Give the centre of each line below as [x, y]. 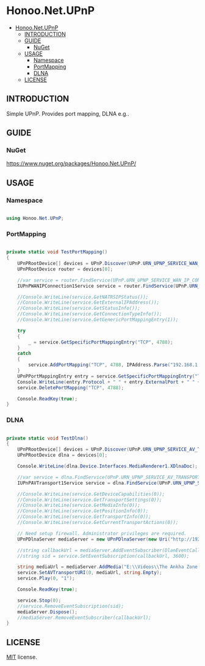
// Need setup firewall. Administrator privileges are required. [102, 533]
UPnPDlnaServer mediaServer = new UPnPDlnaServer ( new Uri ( [94, 539]
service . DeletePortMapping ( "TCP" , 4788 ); [70, 387]
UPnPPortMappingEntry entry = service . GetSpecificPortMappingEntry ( [106, 376]
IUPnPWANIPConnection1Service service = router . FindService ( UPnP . [103, 286]
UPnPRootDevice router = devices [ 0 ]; [65, 269]
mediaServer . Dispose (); [48, 612]
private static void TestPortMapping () [57, 252]
